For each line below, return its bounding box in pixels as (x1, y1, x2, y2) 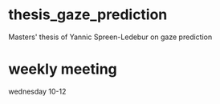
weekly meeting (8, 60, 118, 78)
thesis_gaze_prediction (8, 6, 168, 24)
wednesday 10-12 (8, 86, 67, 96)
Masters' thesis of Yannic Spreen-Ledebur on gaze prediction (8, 32, 213, 42)
